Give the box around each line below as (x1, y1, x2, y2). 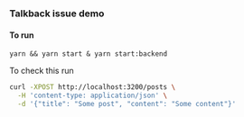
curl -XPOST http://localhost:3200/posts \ (9, 83, 176, 92)
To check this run (9, 66, 74, 76)
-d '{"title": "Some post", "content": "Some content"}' (17, 99, 237, 108)
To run (9, 30, 34, 40)
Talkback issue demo (9, 7, 105, 20)
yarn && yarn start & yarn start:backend (9, 49, 168, 58)
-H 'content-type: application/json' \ (17, 91, 168, 100)
